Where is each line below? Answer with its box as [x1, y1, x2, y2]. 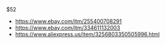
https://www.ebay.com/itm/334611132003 [15, 24, 120, 31]
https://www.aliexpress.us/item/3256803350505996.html [15, 31, 160, 38]
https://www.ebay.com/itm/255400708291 [15, 18, 122, 24]
